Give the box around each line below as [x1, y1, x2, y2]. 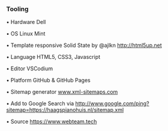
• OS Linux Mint [6, 30, 46, 37]
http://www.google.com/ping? [75, 100, 149, 107]
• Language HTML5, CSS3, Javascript [6, 53, 101, 61]
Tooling [6, 5, 29, 13]
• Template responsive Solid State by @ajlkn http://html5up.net [6, 41, 162, 49]
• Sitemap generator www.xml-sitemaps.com [6, 88, 118, 96]
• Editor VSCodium [6, 65, 53, 72]
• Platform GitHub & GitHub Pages [6, 77, 91, 84]
